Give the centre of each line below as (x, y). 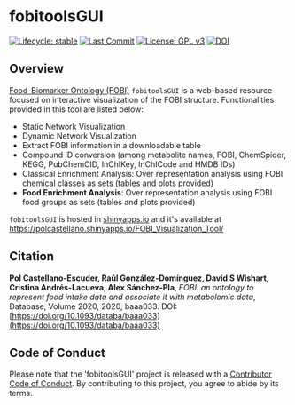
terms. (21, 393)
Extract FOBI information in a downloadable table (111, 145)
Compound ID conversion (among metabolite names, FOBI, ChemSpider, (154, 155)
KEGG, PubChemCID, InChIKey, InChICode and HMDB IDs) (128, 164)
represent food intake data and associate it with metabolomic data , (132, 297)
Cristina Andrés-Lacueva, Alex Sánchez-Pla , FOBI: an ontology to (132, 287)
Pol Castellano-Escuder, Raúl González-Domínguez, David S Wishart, (139, 278)
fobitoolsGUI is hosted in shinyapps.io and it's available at (116, 218)
